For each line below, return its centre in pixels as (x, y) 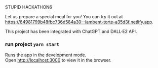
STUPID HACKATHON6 (29, 7)
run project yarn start (32, 44)
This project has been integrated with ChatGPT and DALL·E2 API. (71, 31)
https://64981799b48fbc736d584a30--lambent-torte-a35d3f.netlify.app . (79, 22)
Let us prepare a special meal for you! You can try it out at (64, 17)
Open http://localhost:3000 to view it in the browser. (58, 60)
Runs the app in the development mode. (46, 55)
